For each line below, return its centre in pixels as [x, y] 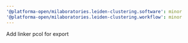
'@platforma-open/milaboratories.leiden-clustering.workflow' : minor [94, 17]
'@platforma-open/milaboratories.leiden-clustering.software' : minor [94, 11]
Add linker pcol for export [37, 34]
